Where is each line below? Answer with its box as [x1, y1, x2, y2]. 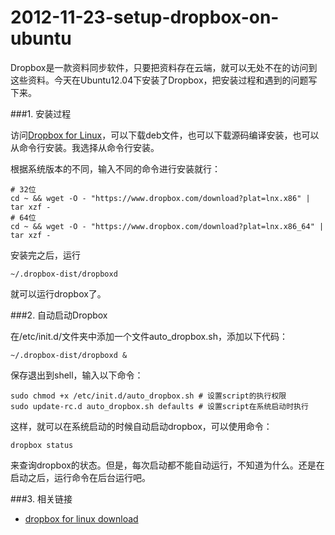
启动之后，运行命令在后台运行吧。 [10, 471, 151, 483]
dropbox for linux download [24, 512, 139, 525]
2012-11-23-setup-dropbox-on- [10, 6, 280, 29]
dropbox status [10, 440, 74, 450]
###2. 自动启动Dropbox [10, 309, 108, 321]
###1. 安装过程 [10, 107, 72, 120]
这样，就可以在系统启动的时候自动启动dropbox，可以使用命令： [10, 420, 273, 432]
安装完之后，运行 [10, 249, 81, 261]
